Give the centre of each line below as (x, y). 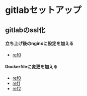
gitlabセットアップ (43, 10)
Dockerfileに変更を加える (32, 67)
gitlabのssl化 (25, 30)
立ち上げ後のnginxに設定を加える (39, 44)
